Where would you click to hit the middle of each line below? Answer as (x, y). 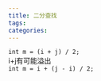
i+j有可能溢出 (30, 61)
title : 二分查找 (33, 15)
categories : (28, 30)
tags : (17, 23)
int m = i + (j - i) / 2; (51, 69)
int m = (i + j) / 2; (44, 52)
